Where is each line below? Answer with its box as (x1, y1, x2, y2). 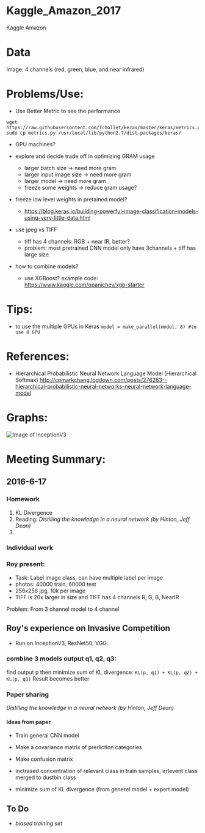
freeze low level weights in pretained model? (15, 195, 128, 203)
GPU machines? (15, 140, 56, 148)
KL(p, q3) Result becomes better (6, 674, 90, 682)
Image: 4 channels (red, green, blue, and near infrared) (6, 65, 145, 73)
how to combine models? (15, 263, 79, 270)
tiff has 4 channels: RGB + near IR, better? (24, 237, 130, 245)
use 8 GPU (15, 329, 41, 335)
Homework (6, 495, 40, 504)
